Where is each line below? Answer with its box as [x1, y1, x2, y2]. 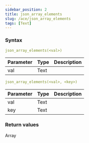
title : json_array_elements [5, 12, 63, 17]
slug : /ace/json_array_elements [5, 16, 71, 21]
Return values [5, 122, 39, 128]
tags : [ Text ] [5, 20, 32, 26]
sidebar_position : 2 [5, 7, 47, 12]
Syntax [5, 37, 22, 44]
